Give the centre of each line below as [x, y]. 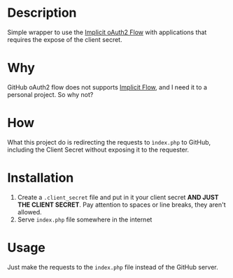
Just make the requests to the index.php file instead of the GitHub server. [113, 267]
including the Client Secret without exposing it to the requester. [98, 149]
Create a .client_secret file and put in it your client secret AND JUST [118, 197]
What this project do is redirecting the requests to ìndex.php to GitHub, [109, 142]
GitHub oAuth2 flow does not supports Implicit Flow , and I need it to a [107, 87]
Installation [41, 178]
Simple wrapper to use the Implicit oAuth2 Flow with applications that [107, 32]
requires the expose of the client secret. [65, 39]
